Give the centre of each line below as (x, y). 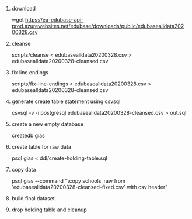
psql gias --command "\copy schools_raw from (68, 181)
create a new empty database (47, 124)
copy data (24, 170)
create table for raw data (41, 147)
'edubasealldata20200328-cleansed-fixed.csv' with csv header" (90, 187)
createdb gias (28, 135)
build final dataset (33, 198)
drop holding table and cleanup (49, 210)
